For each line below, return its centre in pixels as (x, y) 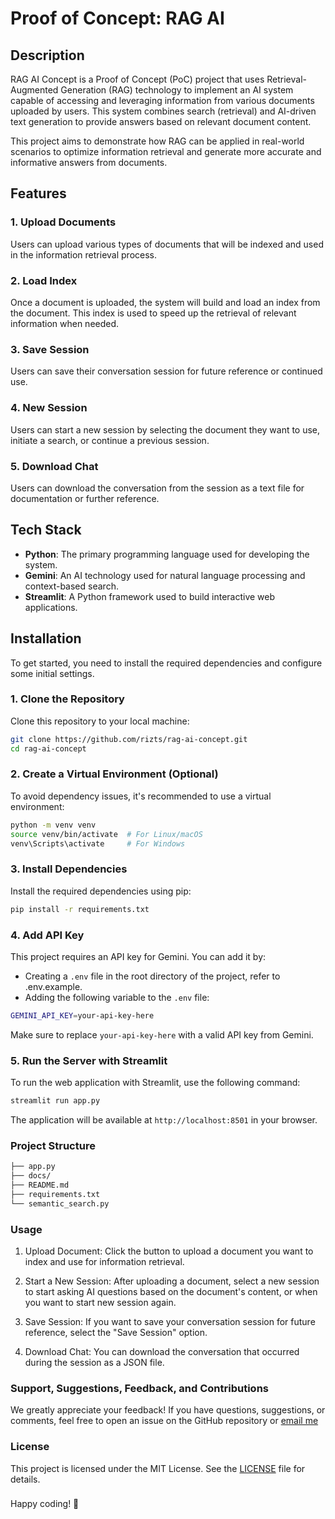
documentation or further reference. (85, 498)
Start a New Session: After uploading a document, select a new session (172, 1281)
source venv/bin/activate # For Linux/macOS (106, 834)
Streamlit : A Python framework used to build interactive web (150, 596)
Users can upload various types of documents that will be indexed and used (167, 244)
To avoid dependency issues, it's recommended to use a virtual (141, 796)
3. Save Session (50, 349)
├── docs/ (31, 1176)
